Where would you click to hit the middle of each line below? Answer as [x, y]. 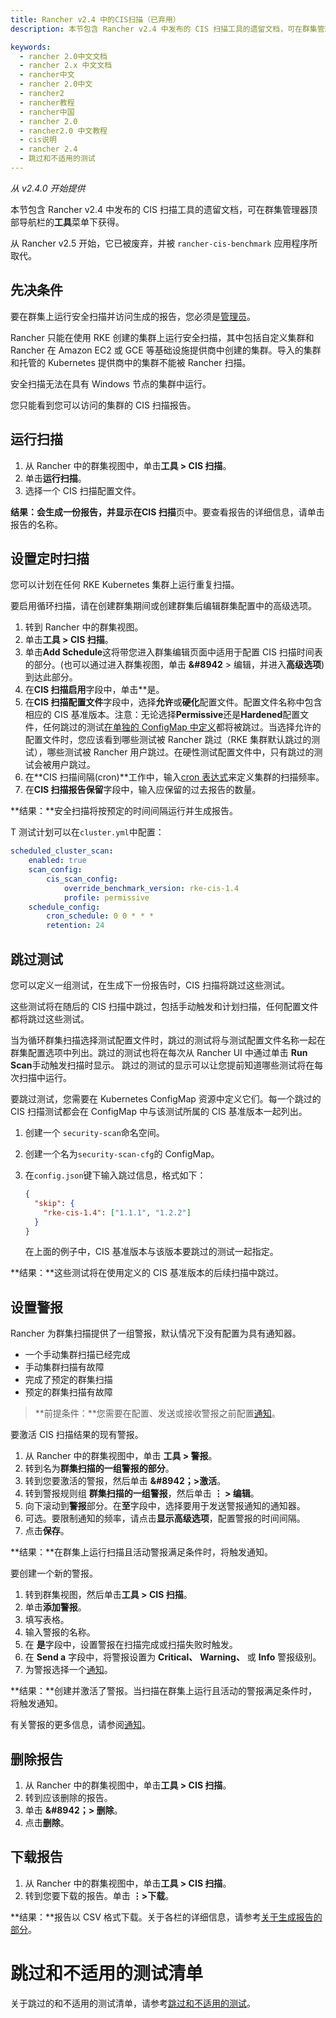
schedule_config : [64, 907]
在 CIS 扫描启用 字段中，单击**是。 [94, 690]
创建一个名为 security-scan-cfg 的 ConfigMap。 [122, 1154]
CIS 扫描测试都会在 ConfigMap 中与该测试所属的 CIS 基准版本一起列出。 [159, 1111]
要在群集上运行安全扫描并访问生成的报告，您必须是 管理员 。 [133, 316]
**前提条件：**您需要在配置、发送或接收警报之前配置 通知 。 [157, 1413]
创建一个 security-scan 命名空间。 [94, 1132]
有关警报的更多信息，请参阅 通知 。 [80, 1725]
